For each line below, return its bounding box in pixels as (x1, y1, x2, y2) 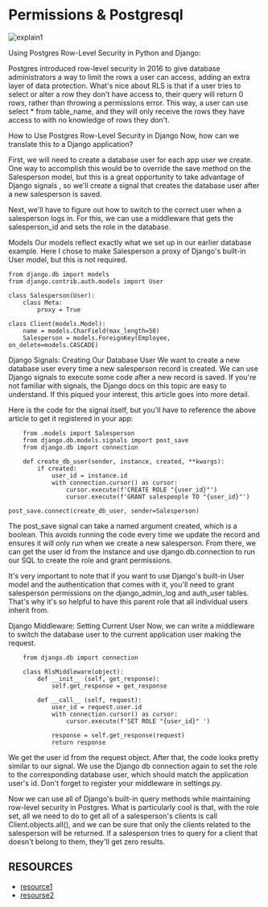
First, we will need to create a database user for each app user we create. (8, 155, 254, 165)
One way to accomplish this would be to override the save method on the (8, 163, 251, 173)
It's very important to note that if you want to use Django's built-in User (8, 571, 245, 580)
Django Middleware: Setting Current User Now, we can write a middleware (8, 621, 255, 630)
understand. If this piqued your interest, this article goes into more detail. (8, 389, 250, 399)
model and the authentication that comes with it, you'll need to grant (8, 579, 235, 589)
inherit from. (8, 605, 50, 615)
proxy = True (37, 305, 81, 314)
